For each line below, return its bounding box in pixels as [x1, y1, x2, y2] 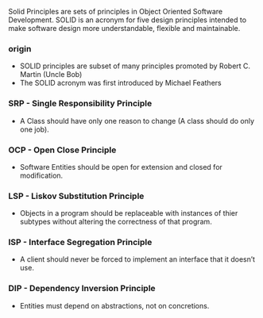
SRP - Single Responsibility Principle [8, 98, 153, 109]
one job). [19, 125, 49, 134]
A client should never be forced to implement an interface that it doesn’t [19, 255, 256, 264]
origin [8, 43, 32, 54]
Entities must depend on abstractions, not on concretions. [19, 301, 210, 310]
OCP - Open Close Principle [8, 144, 117, 155]
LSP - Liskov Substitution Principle [8, 190, 145, 201]
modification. [19, 170, 64, 180]
